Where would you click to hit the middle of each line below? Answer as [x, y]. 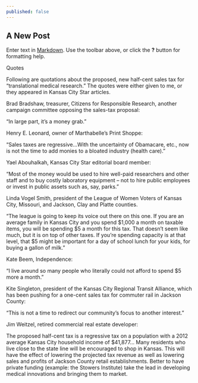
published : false [28, 12]
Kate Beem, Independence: [40, 259]
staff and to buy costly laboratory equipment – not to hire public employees [98, 180]
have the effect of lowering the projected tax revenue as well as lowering [95, 355]
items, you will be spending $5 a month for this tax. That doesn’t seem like [97, 229]
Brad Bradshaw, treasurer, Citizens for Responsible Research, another [92, 104]
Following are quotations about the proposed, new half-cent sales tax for [95, 80]
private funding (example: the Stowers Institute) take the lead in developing [98, 368]
